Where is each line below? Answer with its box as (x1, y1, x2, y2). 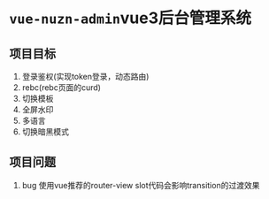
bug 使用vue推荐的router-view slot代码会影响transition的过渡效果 (21, 180, 260, 190)
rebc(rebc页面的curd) (21, 82, 102, 93)
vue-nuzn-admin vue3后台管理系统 (9, 8, 252, 28)
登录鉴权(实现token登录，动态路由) (21, 72, 150, 81)
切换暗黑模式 (21, 126, 69, 137)
